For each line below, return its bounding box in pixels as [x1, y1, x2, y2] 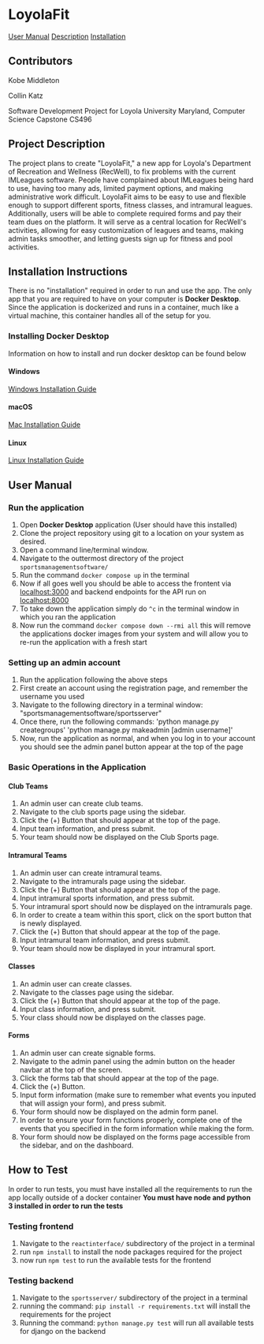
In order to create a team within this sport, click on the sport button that [19, 910, 252, 919]
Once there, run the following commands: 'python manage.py [19, 717, 219, 727]
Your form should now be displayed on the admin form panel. [19, 1107, 219, 1116]
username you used [19, 692, 85, 702]
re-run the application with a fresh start [19, 637, 147, 646]
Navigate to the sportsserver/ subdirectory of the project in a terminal [19, 1293, 248, 1303]
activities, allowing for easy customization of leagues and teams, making [8, 225, 244, 234]
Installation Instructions [8, 264, 128, 278]
